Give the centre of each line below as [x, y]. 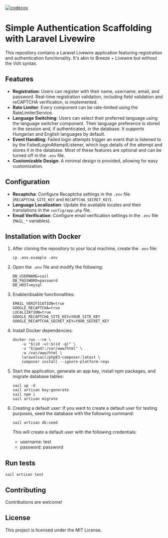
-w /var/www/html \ [42, 353]
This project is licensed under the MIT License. [54, 530]
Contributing [26, 490]
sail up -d [24, 386]
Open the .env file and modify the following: [58, 267]
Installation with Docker [43, 236]
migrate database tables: [38, 377]
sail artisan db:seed [35, 423]
